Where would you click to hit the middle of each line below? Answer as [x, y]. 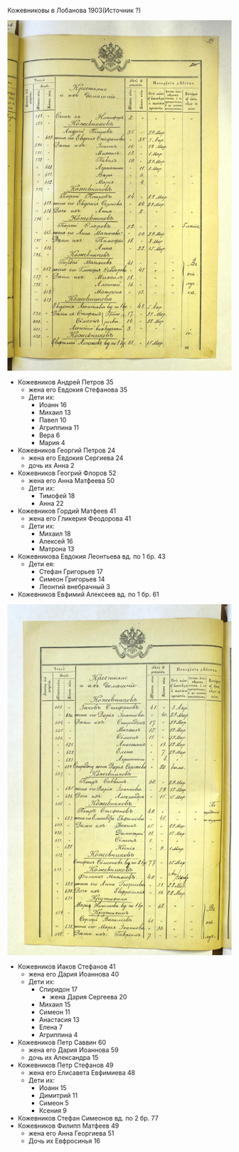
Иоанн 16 [53, 404]
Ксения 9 [53, 1111]
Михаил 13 [55, 412]
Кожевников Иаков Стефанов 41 [67, 967]
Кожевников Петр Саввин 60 [62, 1043]
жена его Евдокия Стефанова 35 [78, 389]
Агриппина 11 [59, 427]
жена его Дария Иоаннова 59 [73, 1050]
